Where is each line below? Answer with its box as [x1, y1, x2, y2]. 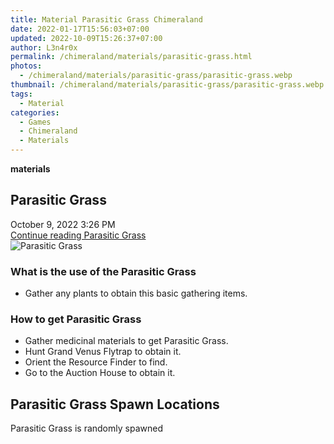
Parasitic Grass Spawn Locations [10, 396, 220, 413]
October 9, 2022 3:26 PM [10, 218, 116, 230]
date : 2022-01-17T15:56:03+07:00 [10, 24, 150, 34]
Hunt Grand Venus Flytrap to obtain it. [24, 346, 182, 358]
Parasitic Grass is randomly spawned [10, 422, 163, 435]
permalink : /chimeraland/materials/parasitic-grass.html [10, 52, 253, 62]
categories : [10, 107, 60, 118]
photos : [10, 61, 43, 71]
